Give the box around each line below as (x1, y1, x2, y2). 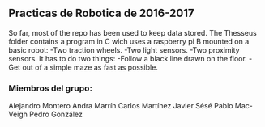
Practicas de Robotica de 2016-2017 (8, 6, 194, 20)
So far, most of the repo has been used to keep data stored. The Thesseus (8, 28, 257, 37)
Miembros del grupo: (8, 83, 93, 94)
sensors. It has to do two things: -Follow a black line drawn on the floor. (8, 53, 247, 63)
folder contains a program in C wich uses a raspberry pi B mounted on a (8, 36, 250, 46)
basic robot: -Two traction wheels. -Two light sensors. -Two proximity (8, 44, 241, 55)
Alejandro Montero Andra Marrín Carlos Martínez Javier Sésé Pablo (8, 101, 233, 111)
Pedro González (29, 109, 83, 120)
